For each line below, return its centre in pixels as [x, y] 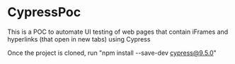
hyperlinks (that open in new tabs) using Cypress [79, 39]
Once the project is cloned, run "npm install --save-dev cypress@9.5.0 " [112, 53]
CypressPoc [44, 12]
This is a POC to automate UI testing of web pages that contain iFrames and [118, 32]
